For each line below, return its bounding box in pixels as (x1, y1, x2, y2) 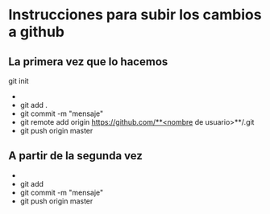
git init (8, 76, 30, 85)
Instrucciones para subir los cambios (8, 6, 262, 24)
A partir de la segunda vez (8, 149, 143, 163)
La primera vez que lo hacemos (8, 55, 168, 68)
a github (8, 23, 65, 41)
